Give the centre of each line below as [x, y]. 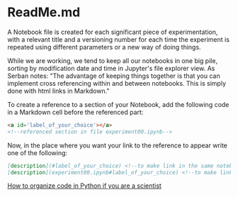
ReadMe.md [44, 12]
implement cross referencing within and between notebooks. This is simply [117, 83]
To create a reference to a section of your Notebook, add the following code [118, 104]
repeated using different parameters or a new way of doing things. [104, 47]
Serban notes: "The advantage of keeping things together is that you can [114, 76]
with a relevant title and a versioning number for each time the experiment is [119, 39]
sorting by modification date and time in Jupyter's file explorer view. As [111, 68]
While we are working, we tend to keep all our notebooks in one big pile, [113, 60]
